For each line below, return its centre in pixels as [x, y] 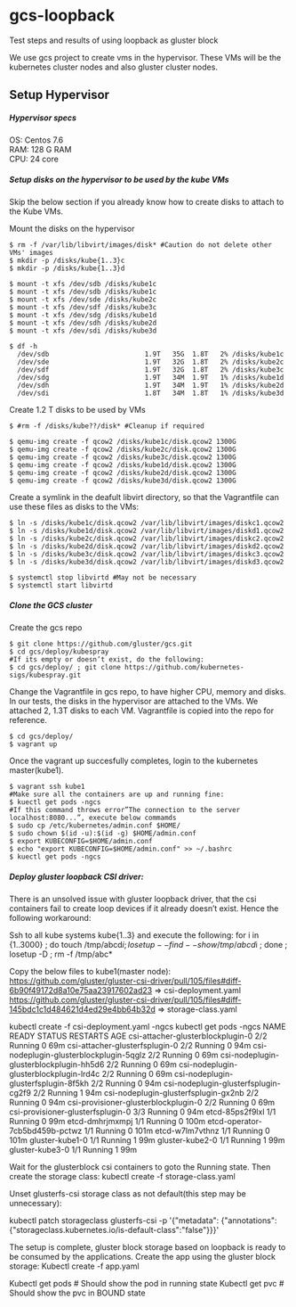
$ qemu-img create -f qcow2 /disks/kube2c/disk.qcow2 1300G [123, 450]
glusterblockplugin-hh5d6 [57, 1065]
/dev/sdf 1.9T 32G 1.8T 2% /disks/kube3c [151, 370]
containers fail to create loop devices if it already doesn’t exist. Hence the [144, 908]
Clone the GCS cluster [51, 605]
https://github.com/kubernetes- [184, 668]
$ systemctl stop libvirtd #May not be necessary [103, 578]
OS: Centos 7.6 [36, 140]
